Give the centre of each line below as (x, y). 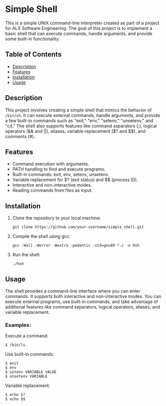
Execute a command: (27, 336)
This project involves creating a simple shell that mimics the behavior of (79, 110)
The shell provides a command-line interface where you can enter (73, 291)
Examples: (18, 325)
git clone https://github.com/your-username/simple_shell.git (78, 227)
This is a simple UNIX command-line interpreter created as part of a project (82, 23)
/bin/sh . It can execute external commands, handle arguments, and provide (83, 115)
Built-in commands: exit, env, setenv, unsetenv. (61, 175)
